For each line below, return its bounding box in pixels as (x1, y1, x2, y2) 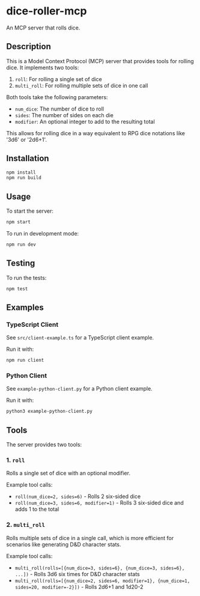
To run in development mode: (6, 230, 79, 237)
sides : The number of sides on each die (14, 111, 114, 118)
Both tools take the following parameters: (6, 93, 108, 100)
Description (6, 41, 51, 52)
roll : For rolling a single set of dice (14, 75, 102, 82)
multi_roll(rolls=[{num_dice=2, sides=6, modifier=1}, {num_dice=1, (14, 578, 190, 584)
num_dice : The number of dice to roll (14, 105, 104, 112)
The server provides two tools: (6, 441, 82, 448)
